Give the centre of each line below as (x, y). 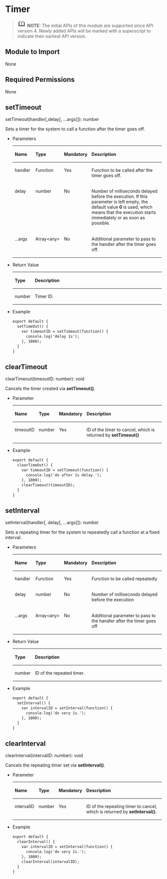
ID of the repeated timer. (60, 673)
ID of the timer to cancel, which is (121, 430)
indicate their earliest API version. (52, 36)
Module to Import (33, 52)
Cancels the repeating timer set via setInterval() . (55, 765)
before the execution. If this (120, 196)
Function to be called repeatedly (125, 579)
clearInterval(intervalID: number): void (44, 756)
